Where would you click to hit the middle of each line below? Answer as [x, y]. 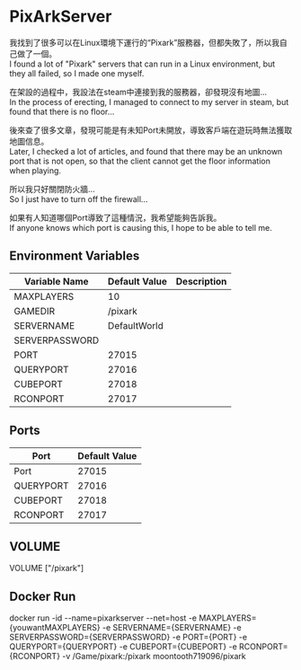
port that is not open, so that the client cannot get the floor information [140, 161]
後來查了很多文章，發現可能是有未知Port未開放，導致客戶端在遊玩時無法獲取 [151, 130]
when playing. [35, 170]
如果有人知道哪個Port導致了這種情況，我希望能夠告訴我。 [115, 217]
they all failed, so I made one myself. [77, 73]
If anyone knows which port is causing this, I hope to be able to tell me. [141, 227]
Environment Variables [75, 256]
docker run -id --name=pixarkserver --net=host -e [103, 618]
